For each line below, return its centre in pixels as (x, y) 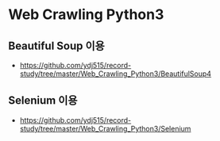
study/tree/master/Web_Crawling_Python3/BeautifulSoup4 (116, 74)
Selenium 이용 (43, 101)
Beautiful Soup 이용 (56, 46)
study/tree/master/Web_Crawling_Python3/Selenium (105, 128)
